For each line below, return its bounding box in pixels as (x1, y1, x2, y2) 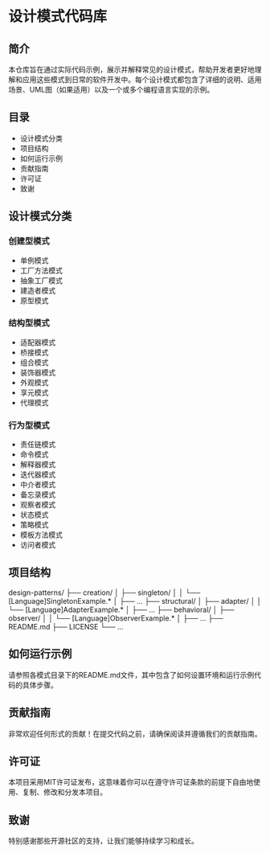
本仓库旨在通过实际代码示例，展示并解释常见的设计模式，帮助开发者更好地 (8, 65, 255, 74)
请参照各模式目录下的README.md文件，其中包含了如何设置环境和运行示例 (8, 670, 255, 679)
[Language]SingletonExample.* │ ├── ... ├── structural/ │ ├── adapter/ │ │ (8, 596, 262, 605)
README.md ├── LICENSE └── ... (8, 621, 124, 631)
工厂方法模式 (19, 265, 63, 275)
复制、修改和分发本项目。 (22, 787, 107, 797)
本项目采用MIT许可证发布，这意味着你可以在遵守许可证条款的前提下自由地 (8, 777, 254, 787)
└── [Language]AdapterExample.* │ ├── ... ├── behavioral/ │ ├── (8, 605, 235, 614)
